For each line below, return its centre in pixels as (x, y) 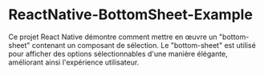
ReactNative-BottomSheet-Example (130, 15)
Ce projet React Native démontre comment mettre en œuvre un (113, 37)
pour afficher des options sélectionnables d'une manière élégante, (118, 53)
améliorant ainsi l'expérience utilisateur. (74, 62)
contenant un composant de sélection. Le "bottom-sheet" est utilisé (144, 45)
